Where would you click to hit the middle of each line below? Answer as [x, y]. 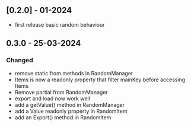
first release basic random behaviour [60, 24]
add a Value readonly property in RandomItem [71, 111]
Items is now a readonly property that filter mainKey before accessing [100, 80]
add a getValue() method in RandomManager [70, 104]
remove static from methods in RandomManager [74, 73]
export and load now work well [52, 99]
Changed [20, 61]
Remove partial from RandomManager [61, 92]
